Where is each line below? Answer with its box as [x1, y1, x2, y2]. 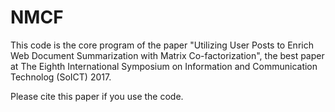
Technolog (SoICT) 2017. [10, 71, 112, 83]
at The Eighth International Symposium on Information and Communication [10, 60, 318, 72]
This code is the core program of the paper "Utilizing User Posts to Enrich [10, 39, 314, 51]
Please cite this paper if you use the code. [10, 90, 184, 102]
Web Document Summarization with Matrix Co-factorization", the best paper [10, 49, 325, 61]
